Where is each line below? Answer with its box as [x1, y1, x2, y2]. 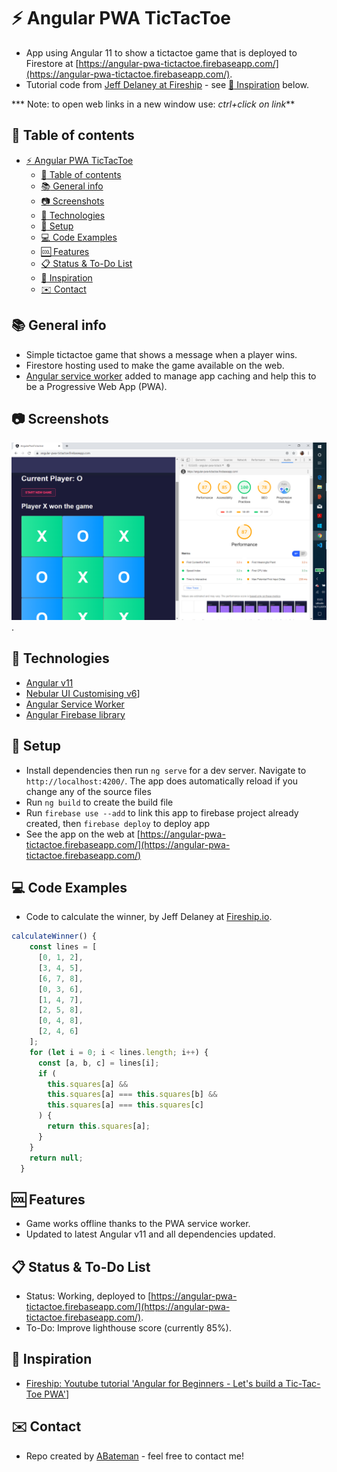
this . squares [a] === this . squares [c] [47, 1100, 204, 1110]
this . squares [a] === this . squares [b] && [47, 1090, 218, 1100]
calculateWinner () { [11, 931, 98, 942]
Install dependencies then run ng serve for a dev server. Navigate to [25, 764, 307, 776]
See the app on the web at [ [25, 828, 141, 840]
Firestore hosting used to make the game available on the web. [25, 359, 285, 371]
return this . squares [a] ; [47, 1121, 151, 1132]
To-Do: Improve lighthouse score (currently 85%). [25, 1322, 232, 1334]
